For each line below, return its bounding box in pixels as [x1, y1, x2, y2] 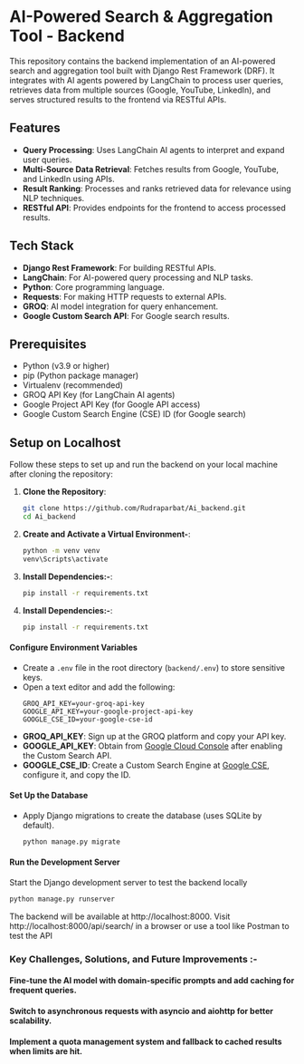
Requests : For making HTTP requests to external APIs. [22, 291, 227, 302]
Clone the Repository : [22, 487, 107, 498]
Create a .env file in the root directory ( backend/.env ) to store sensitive [22, 662, 285, 672]
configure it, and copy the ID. [22, 769, 131, 780]
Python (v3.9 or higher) [22, 361, 110, 372]
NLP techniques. [22, 192, 85, 203]
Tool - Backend [9, 25, 125, 46]
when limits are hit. [9, 1045, 83, 1057]
